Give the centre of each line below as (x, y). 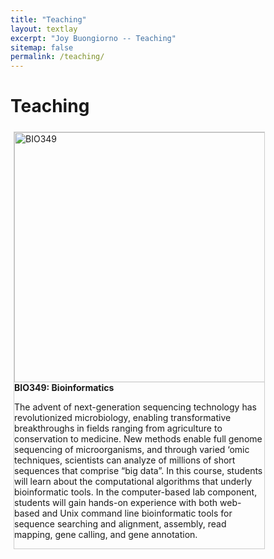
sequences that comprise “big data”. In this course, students (138, 471)
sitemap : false (42, 47)
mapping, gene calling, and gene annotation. (106, 535)
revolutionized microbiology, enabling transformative (123, 418)
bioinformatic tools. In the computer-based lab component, (136, 492)
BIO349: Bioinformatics (64, 388)
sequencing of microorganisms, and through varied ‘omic (132, 450)
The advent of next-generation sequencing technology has (135, 407)
